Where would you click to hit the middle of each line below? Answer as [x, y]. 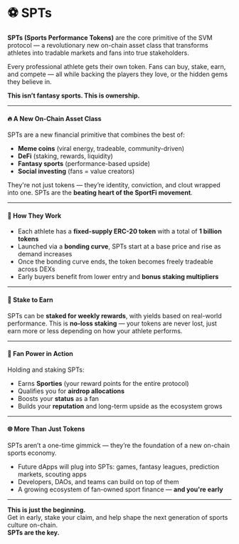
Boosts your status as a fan [58, 398]
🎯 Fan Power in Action [40, 354]
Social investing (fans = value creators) [76, 172]
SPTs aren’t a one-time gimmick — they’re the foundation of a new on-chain [119, 445]
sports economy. [32, 453]
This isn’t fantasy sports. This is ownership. [74, 95]
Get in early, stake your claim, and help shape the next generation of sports [118, 517]
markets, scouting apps [52, 474]
